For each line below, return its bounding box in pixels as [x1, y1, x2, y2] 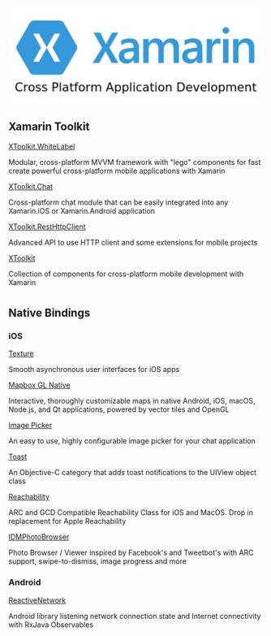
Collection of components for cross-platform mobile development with [8, 269, 244, 279]
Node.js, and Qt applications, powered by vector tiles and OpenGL [8, 405, 230, 414]
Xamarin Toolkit [8, 120, 90, 134]
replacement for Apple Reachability [8, 517, 127, 526]
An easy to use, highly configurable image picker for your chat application [8, 436, 256, 446]
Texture [8, 348, 34, 359]
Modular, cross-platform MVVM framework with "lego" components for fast [8, 157, 261, 167]
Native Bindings [8, 305, 91, 319]
